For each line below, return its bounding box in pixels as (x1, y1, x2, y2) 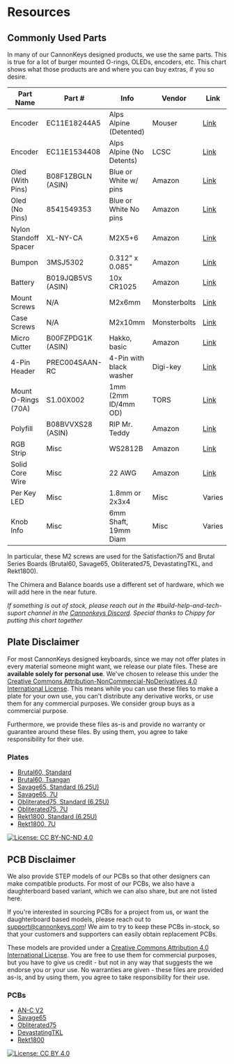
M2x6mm (109, 297, 141, 307)
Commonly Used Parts (7, 32, 107, 44)
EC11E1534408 (46, 147, 101, 157)
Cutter (10, 342, 31, 352)
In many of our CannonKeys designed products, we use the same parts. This (7, 50, 227, 58)
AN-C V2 (17, 1006, 44, 1015)
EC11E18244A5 (46, 118, 101, 127)
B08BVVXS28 (46, 419, 93, 429)
